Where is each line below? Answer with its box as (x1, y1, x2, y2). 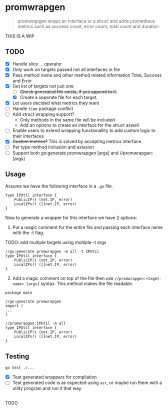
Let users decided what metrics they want (12, 100, 99, 106)
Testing (5, 352, 29, 360)
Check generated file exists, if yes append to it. (19, 89, 117, 94)
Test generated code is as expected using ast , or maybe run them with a (12, 379, 162, 386)
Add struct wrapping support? (12, 111, 74, 117)
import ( (5, 303, 23, 308)
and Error (12, 77, 32, 83)
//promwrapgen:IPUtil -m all (5, 321, 66, 326)
